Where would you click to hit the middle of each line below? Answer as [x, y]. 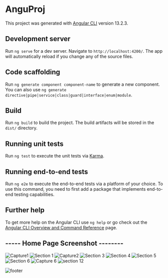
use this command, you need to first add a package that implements [75, 189]
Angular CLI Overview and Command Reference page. [61, 227]
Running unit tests [34, 144]
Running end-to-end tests [47, 172]
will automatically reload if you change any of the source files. [69, 56]
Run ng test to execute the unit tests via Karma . [55, 156]
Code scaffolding [33, 72]
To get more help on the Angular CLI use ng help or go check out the [76, 222]
